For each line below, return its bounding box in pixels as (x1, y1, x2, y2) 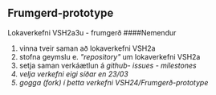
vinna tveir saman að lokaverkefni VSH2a (18, 43, 156, 53)
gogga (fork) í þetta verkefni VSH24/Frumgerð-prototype (18, 77, 209, 87)
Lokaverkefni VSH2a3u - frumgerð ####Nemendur (7, 27, 177, 37)
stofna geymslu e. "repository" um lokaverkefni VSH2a (18, 52, 201, 61)
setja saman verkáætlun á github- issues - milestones (18, 60, 198, 70)
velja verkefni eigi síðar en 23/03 (18, 68, 129, 79)
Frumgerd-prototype (7, 6, 114, 20)
